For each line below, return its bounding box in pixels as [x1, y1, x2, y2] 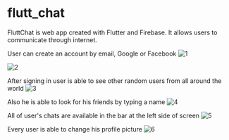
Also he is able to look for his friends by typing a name [7, 97, 166, 106]
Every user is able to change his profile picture [7, 125, 143, 133]
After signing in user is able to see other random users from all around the [7, 76, 222, 85]
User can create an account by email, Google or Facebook [7, 49, 177, 58]
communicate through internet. [7, 35, 97, 44]
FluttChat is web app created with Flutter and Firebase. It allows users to [7, 28, 218, 37]
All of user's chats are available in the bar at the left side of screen [7, 111, 199, 120]
